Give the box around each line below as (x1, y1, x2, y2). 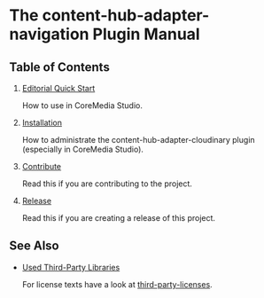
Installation (21, 117, 63, 128)
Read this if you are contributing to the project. (21, 178, 193, 189)
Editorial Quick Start (21, 83, 96, 93)
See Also (9, 239, 59, 254)
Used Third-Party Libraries (21, 262, 120, 272)
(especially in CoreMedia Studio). (21, 144, 144, 154)
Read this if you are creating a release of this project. (21, 213, 215, 223)
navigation (9, 24, 89, 44)
